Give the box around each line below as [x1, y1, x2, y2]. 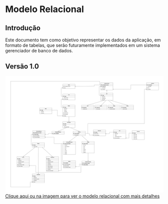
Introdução [5, 24, 41, 32]
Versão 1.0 [5, 62, 39, 71]
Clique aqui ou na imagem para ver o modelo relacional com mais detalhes [5, 193, 160, 199]
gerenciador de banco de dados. [5, 48, 73, 53]
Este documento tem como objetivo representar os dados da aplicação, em [5, 37, 161, 43]
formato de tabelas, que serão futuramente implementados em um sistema [5, 42, 160, 48]
